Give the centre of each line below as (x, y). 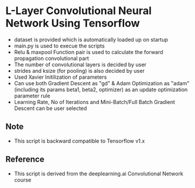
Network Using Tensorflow (73, 23)
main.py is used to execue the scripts (59, 46)
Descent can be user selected (50, 108)
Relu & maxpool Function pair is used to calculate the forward (88, 52)
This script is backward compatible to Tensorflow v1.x (79, 141)
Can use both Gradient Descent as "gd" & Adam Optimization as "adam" (102, 83)
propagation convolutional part (51, 58)
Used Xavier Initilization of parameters (60, 77)
